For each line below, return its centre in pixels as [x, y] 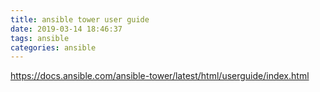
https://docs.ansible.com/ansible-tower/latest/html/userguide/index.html [160, 76]
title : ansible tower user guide [80, 19]
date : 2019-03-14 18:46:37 [66, 29]
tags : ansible [40, 38]
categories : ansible [53, 47]
